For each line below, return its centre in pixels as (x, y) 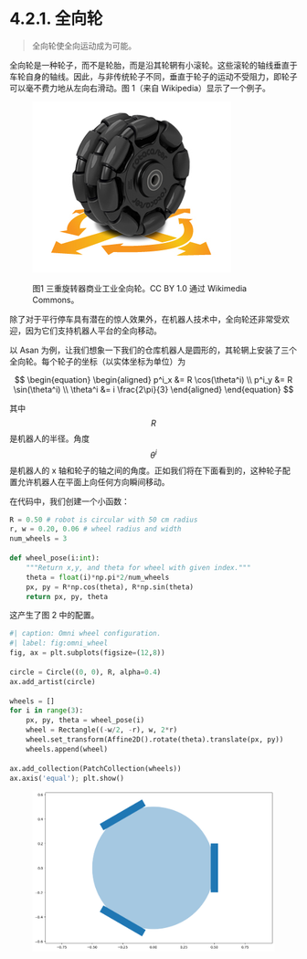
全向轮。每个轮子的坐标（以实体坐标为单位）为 (97, 361)
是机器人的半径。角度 (49, 438)
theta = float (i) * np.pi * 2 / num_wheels (98, 577)
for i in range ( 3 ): (47, 711)
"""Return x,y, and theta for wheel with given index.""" (138, 567)
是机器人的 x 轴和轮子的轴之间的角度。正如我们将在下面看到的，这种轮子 (146, 470)
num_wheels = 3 (38, 539)
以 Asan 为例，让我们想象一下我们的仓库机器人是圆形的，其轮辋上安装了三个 (153, 350)
